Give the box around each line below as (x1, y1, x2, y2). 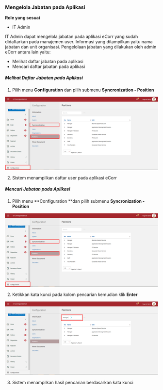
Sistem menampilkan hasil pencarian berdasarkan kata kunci (12, 379, 133, 385)
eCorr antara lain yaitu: (5, 49, 51, 55)
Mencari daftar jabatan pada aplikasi (12, 64, 85, 69)
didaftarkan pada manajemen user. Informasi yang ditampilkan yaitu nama (5, 39, 153, 45)
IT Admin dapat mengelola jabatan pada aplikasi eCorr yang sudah (5, 33, 138, 40)
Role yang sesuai (5, 15, 40, 21)
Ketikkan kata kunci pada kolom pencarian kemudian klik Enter (12, 292, 138, 297)
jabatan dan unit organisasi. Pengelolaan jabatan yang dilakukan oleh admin (5, 44, 157, 50)
